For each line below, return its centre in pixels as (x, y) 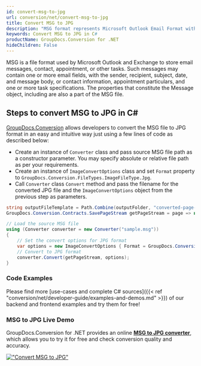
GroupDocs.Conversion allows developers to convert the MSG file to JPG (96, 127)
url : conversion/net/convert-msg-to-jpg (57, 17)
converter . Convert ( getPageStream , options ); (73, 257)
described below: (28, 140)
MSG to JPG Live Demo (40, 320)
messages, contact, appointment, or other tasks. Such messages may (92, 68)
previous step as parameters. (51, 196)
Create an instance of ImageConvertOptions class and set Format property (105, 171)
